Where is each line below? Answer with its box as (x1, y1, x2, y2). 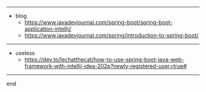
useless (15, 50, 35, 56)
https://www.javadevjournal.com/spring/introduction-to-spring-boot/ (24, 32, 199, 39)
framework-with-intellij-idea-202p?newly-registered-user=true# (24, 63, 187, 69)
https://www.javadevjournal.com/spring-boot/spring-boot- (24, 19, 173, 26)
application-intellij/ (24, 25, 72, 33)
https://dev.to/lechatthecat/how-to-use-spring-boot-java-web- (24, 56, 185, 63)
